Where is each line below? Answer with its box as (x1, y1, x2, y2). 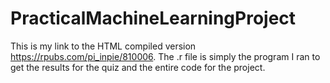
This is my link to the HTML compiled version (10, 40, 197, 52)
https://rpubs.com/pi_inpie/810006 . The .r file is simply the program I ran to (10, 50, 321, 62)
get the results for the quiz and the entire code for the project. (10, 61, 266, 73)
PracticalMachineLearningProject (10, 7, 297, 30)
